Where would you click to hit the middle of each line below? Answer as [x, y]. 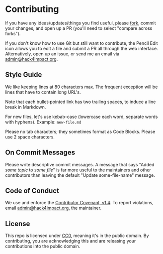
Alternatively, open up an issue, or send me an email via [62, 54]
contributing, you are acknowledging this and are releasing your [71, 241]
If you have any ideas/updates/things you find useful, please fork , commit [81, 23]
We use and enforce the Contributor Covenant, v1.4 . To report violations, [80, 203]
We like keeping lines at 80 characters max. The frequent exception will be [81, 87]
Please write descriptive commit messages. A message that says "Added [80, 164]
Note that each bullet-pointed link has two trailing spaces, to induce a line [81, 102]
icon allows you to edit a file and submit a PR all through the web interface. [81, 48]
